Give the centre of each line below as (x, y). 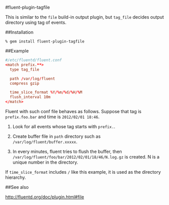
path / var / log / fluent (33, 79)
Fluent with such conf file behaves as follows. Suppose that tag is (73, 111)
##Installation (19, 32)
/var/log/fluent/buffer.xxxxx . (45, 142)
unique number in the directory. (45, 162)
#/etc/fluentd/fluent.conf (34, 60)
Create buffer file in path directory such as (57, 136)
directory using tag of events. (36, 22)
